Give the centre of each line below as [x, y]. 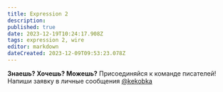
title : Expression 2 [38, 14]
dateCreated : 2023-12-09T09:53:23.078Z [67, 54]
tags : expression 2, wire [46, 40]
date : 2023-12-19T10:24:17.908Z [55, 34]
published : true [31, 27]
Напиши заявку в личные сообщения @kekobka [80, 81]
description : [27, 21]
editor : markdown [33, 47]
